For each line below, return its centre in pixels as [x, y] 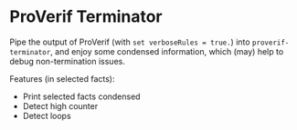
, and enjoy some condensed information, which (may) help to [167, 51]
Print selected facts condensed [81, 96]
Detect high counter [60, 105]
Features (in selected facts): [62, 78]
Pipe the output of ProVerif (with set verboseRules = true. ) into [130, 42]
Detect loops [47, 115]
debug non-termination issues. [67, 61]
